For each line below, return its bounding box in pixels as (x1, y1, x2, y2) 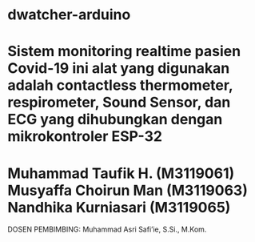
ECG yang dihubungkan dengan (7, 111, 223, 129)
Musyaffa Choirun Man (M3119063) (7, 181, 249, 200)
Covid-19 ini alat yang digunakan (7, 59, 230, 78)
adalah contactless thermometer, (7, 76, 233, 95)
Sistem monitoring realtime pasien (7, 42, 241, 61)
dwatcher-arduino (7, 6, 131, 24)
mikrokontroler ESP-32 (7, 127, 163, 146)
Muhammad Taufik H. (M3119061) (7, 164, 235, 182)
